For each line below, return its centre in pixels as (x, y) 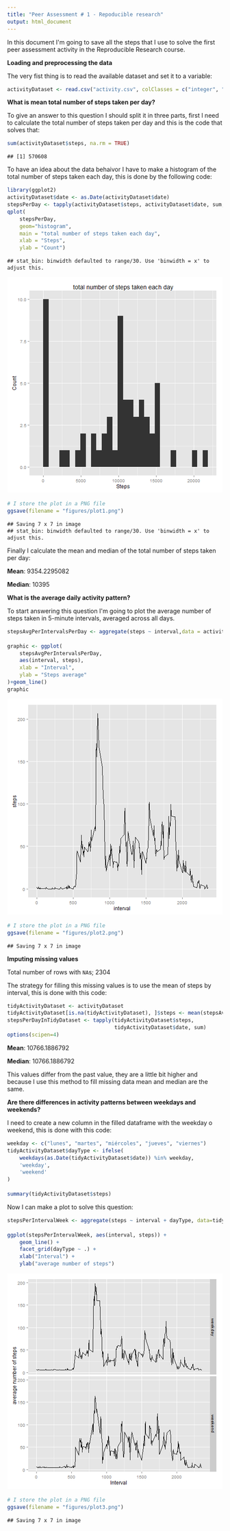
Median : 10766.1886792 (41, 1061)
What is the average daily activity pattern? (69, 597)
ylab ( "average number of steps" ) (67, 1264)
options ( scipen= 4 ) (33, 1035)
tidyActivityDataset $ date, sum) (160, 1028)
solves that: (23, 130)
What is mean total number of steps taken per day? (81, 102)
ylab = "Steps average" (53, 675)
